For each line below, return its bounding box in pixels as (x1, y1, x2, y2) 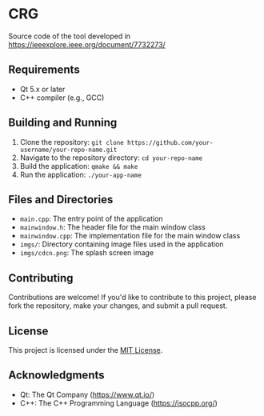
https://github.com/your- (126, 138, 214, 146)
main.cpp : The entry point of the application (19, 214, 163, 224)
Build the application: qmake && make (19, 161, 138, 170)
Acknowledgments (8, 369, 106, 382)
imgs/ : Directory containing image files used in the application (19, 239, 224, 249)
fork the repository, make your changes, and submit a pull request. (8, 301, 228, 310)
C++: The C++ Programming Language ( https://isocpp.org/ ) (19, 398, 218, 408)
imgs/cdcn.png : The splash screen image (19, 248, 154, 258)
